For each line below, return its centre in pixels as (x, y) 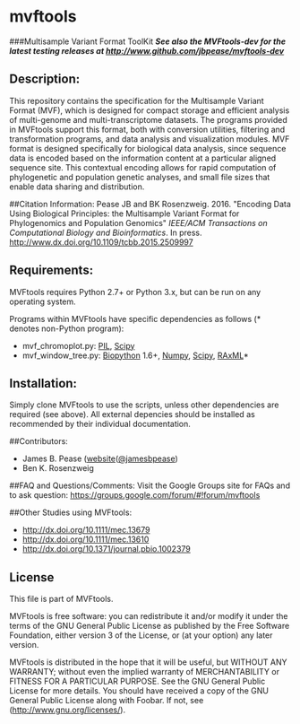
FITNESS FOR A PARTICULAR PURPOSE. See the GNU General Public (137, 681)
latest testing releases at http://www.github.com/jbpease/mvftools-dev (147, 50)
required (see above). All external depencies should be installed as (132, 414)
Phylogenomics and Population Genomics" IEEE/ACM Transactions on (139, 222)
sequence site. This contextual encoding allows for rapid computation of (143, 167)
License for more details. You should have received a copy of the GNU (139, 691)
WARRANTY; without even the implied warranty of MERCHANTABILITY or (145, 672)
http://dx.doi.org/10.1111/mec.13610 (86, 539)
